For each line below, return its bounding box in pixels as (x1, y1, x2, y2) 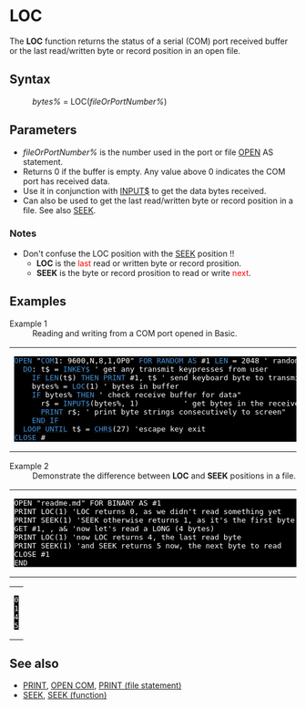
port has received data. (22, 175, 111, 187)
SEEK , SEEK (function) (22, 690, 107, 701)
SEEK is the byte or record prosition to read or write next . (36, 267, 252, 278)
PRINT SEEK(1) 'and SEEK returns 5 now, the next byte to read (14, 540, 282, 550)
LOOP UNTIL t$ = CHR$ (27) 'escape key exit (22, 424, 207, 434)
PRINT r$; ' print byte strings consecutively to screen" (40, 406, 287, 416)
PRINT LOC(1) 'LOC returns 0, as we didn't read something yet (14, 507, 282, 516)
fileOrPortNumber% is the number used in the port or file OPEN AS (22, 147, 274, 158)
